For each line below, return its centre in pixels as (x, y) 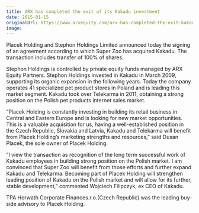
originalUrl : (22, 22)
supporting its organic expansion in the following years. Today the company (99, 82)
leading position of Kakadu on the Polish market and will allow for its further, (99, 180)
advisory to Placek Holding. (51, 204)
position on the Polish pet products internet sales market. (76, 101)
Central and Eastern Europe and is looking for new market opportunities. (94, 118)
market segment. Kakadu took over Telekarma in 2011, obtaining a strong (95, 94)
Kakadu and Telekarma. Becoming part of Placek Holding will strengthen (95, 174)
